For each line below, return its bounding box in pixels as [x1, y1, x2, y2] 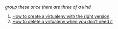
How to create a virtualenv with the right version [12, 14, 110, 19]
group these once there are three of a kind [5, 4, 91, 10]
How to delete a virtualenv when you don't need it [12, 19, 113, 24]
